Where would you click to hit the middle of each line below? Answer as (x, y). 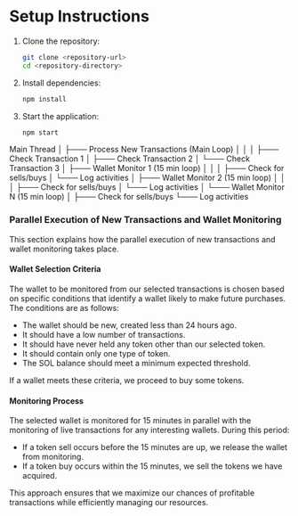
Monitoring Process (47, 401)
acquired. (40, 476)
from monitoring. (53, 457)
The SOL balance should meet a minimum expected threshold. (136, 363)
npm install (44, 99)
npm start (40, 132)
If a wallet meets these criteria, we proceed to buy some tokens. (127, 380)
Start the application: (60, 116)
